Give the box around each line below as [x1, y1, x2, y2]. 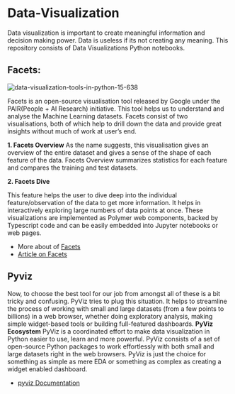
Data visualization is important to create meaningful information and [7, 28, 205, 37]
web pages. [7, 229, 42, 237]
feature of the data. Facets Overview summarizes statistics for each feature [7, 155, 228, 164]
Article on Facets [17, 250, 67, 258]
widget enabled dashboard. [7, 364, 88, 373]
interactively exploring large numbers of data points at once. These [7, 206, 203, 214]
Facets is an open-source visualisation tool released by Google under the [7, 97, 221, 105]
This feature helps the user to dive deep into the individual [7, 190, 177, 199]
